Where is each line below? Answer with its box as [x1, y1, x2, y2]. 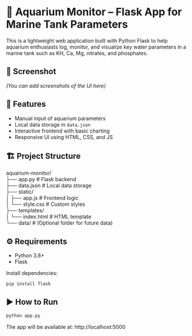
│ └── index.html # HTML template [6, 213, 92, 220]
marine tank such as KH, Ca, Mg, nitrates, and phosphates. [6, 49, 148, 56]
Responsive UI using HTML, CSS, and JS [14, 133, 113, 140]
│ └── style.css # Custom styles [6, 201, 85, 208]
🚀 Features [6, 99, 46, 109]
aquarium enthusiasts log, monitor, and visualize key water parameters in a [6, 43, 186, 50]
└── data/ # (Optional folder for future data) [6, 219, 113, 226]
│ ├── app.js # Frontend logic [6, 195, 79, 202]
